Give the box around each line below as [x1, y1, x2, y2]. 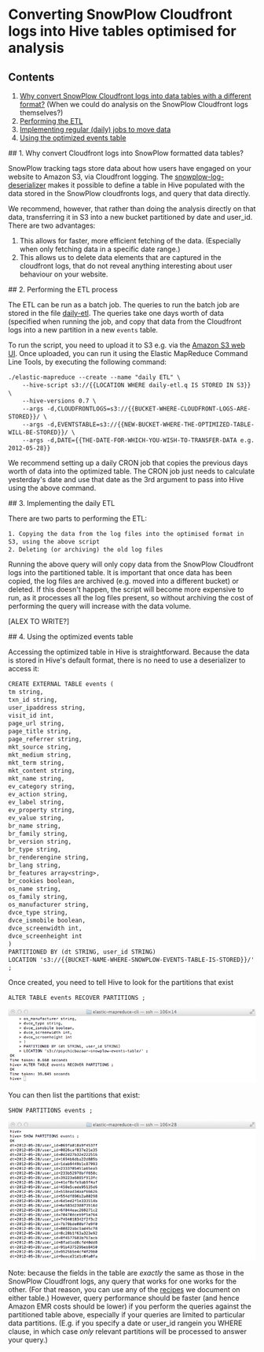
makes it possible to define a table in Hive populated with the [47, 180, 245, 190]
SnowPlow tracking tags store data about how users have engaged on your [8, 164, 251, 173]
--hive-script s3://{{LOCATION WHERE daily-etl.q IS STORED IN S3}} [22, 381, 251, 389]
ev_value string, [8, 814, 65, 822]
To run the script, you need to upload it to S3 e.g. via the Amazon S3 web [8, 340, 245, 350]
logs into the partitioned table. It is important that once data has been [8, 568, 233, 577]
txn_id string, [8, 696, 58, 704]
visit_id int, [8, 711, 55, 719]
